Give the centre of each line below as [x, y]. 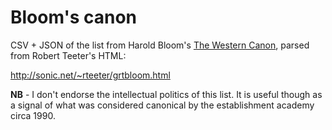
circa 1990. [33, 115]
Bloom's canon [74, 17]
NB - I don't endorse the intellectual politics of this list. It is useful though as [166, 94]
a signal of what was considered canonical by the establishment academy [162, 105]
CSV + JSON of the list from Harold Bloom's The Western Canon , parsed [160, 45]
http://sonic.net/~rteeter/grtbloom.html [90, 75]
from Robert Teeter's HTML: [68, 55]
